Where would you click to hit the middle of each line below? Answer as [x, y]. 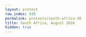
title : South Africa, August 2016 [40, 23]
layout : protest [21, 9]
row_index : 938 [20, 14]
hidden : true [18, 27]
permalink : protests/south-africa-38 [43, 18]
